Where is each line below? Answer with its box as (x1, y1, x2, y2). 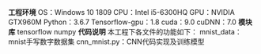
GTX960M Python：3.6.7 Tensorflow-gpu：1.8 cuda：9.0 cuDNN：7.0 (8, 17, 237, 27)
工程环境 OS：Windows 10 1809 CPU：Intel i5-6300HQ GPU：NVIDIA (8, 8, 235, 16)
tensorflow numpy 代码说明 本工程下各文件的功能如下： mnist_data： (17, 27, 243, 36)
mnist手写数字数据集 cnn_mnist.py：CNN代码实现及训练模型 (8, 37, 205, 46)
